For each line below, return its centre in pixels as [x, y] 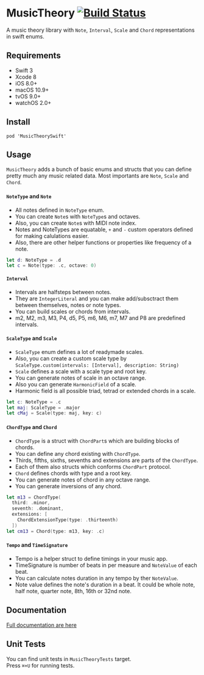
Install [18, 122]
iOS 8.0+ [26, 83]
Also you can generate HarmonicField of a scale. [76, 384]
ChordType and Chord [32, 427]
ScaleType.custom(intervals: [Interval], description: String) [97, 365]
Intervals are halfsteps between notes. [63, 292]
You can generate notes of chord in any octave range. [83, 480]
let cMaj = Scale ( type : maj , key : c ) [54, 413]
